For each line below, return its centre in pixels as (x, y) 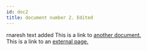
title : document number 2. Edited (50, 18)
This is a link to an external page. (47, 41)
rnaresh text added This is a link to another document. (74, 35)
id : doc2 (17, 12)
